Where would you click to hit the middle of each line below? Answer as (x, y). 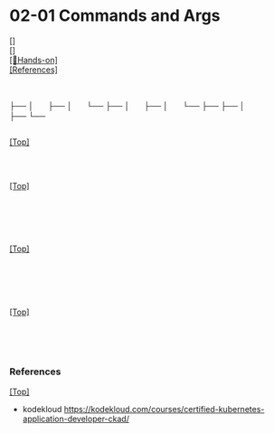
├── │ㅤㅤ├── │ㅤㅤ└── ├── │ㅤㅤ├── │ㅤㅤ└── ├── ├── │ (128, 106)
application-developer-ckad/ (76, 419)
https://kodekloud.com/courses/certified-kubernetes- (164, 409)
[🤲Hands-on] (34, 60)
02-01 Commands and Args (115, 16)
